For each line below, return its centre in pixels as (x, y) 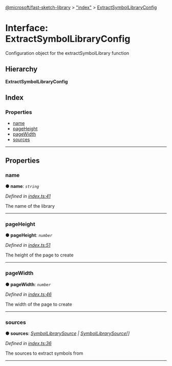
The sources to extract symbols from (44, 353)
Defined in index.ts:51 (28, 245)
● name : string (22, 186)
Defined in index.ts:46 (29, 294)
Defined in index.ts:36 (29, 343)
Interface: (27, 28)
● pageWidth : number (28, 284)
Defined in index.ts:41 (28, 196)
